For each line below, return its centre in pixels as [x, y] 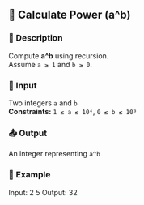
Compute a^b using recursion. [59, 56]
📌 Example [30, 175]
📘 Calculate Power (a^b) [70, 15]
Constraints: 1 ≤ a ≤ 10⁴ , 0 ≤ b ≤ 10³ [73, 111]
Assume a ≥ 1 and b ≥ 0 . [51, 64]
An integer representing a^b [55, 154]
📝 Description [36, 38]
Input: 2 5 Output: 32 [43, 192]
